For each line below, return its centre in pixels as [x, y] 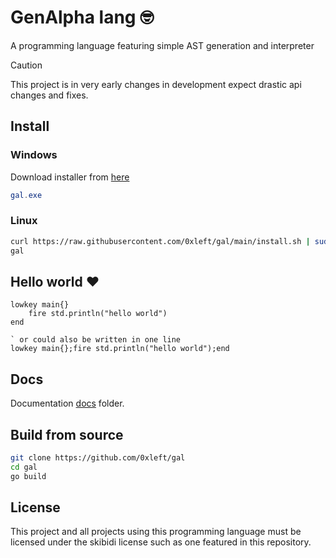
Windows [34, 155]
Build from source [67, 434]
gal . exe [26, 195]
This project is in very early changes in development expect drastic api [156, 84]
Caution [26, 65]
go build [28, 476]
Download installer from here [70, 177]
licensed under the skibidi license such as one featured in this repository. [161, 542]
